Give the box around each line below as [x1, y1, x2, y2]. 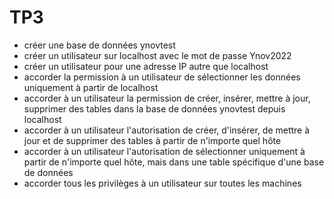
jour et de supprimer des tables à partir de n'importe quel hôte [23, 134, 282, 146]
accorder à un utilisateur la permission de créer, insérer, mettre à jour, [23, 92, 311, 104]
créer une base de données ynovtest [23, 39, 176, 51]
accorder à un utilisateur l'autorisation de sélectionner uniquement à [23, 145, 306, 157]
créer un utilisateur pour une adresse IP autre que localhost [23, 60, 269, 72]
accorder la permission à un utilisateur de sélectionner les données [23, 71, 301, 83]
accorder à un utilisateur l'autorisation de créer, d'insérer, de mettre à [23, 124, 311, 136]
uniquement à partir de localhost [23, 81, 159, 93]
